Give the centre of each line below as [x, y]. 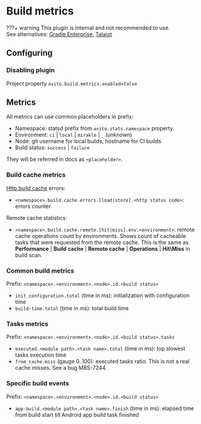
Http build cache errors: [36, 188]
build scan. [29, 255]
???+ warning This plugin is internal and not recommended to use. [88, 28]
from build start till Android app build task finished [77, 414]
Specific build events [38, 384]
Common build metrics [40, 270]
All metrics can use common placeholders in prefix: [70, 117]
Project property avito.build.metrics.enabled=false [72, 83]
